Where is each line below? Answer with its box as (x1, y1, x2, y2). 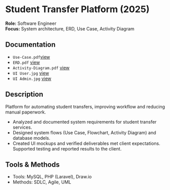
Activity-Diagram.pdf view (12, 64, 70, 70)
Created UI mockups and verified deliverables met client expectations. (12, 140, 160, 146)
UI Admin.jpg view (12, 75, 52, 82)
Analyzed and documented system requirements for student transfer (12, 119, 157, 125)
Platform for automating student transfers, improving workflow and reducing (5, 103, 165, 109)
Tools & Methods (5, 160, 60, 169)
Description (5, 90, 43, 99)
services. (12, 124, 32, 130)
